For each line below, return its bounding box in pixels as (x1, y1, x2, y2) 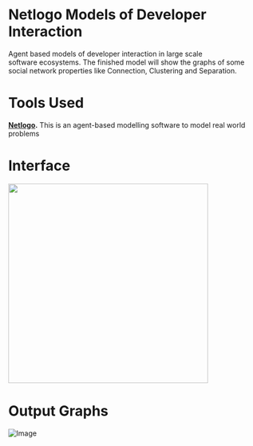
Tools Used (8, 94, 85, 112)
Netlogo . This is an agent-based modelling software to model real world (8, 120, 246, 129)
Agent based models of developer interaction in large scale (8, 49, 203, 58)
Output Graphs (8, 402, 109, 420)
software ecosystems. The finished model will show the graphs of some (8, 57, 245, 67)
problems (8, 128, 40, 138)
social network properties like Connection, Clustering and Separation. (8, 65, 237, 75)
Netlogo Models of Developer (8, 6, 207, 24)
